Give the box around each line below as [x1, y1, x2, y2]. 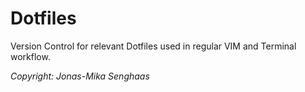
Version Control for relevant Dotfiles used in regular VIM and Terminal [10, 40, 297, 52]
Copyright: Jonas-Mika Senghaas [10, 70, 150, 82]
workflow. [10, 50, 51, 62]
